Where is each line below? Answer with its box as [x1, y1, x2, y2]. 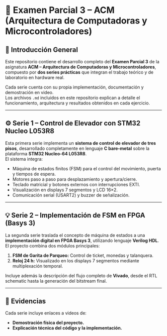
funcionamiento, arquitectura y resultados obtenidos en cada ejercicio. [5, 100, 150, 106]
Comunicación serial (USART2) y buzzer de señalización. [12, 192, 130, 198]
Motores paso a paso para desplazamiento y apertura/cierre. [12, 176, 137, 182]
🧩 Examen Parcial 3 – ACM [5, 4, 115, 16]
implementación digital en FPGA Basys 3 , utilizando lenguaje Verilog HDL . [5, 237, 159, 243]
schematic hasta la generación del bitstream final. [5, 278, 107, 284]
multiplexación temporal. [12, 263, 63, 269]
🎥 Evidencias [5, 297, 46, 306]
